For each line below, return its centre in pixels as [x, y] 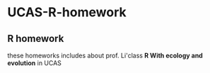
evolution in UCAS [35, 63]
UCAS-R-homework [67, 12]
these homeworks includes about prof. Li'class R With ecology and [105, 55]
